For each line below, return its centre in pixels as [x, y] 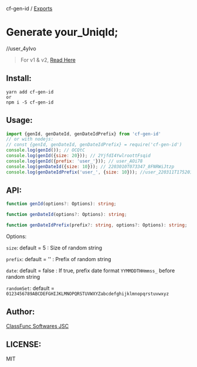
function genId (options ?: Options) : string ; [61, 204]
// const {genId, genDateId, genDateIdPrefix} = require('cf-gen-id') [94, 145]
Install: [19, 79]
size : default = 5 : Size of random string [54, 248]
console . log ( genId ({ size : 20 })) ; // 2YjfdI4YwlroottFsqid [78, 156]
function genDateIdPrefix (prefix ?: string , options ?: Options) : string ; [97, 225]
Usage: [20, 120]
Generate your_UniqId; [62, 32]
